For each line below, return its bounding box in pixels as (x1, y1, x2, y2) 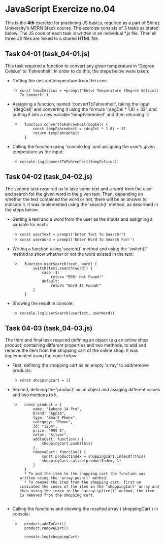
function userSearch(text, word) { (24, 261, 98, 267)
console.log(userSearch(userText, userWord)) (19, 310, 115, 316)
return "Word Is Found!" (50, 283, 102, 288)
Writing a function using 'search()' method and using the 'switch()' (12, 245, 148, 252)
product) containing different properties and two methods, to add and (5, 342, 146, 348)
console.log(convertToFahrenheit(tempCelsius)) (19, 159, 119, 164)
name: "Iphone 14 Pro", (33, 407, 82, 412)
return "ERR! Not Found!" (50, 274, 104, 279)
